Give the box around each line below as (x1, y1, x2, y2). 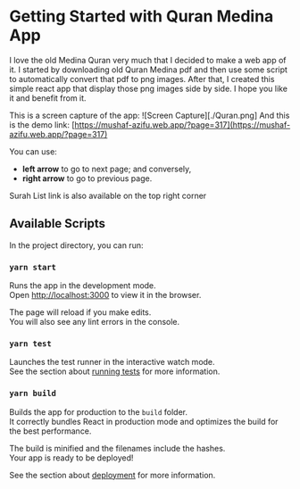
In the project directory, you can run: (9, 239, 144, 251)
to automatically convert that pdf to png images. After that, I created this (9, 73, 275, 84)
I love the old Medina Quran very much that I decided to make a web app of (9, 54, 287, 65)
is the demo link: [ (9, 119, 75, 130)
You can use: (9, 145, 58, 157)
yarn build (9, 388, 56, 399)
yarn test (9, 338, 52, 349)
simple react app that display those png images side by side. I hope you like (9, 83, 288, 94)
